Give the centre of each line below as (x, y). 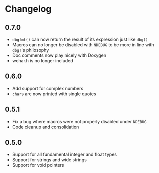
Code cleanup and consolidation (45, 127)
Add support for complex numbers (48, 88)
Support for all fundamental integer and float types (64, 155)
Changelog (28, 9)
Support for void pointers (38, 165)
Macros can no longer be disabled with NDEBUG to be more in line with (83, 45)
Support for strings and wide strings (49, 160)
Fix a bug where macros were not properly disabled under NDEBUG (79, 121)
